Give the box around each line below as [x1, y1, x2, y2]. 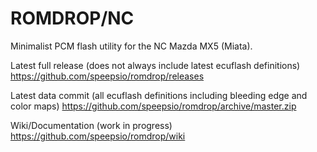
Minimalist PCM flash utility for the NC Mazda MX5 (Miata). [10, 40, 253, 52]
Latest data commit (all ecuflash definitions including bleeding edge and [10, 89, 308, 101]
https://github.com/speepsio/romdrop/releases [10, 70, 205, 82]
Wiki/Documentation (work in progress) [10, 119, 173, 131]
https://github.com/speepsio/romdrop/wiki [10, 130, 186, 142]
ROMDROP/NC [10, 7, 135, 30]
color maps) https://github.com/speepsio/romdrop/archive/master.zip [10, 100, 297, 112]
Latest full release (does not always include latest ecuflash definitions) [10, 59, 301, 71]
